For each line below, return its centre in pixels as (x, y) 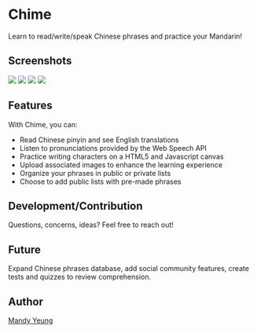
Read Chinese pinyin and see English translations (99, 140)
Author (26, 301)
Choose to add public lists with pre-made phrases (100, 181)
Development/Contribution (75, 206)
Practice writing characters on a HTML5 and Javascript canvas (121, 156)
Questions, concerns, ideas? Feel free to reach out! (91, 225)
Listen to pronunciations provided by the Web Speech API (113, 148)
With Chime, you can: (43, 124)
